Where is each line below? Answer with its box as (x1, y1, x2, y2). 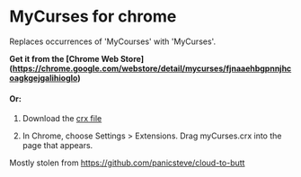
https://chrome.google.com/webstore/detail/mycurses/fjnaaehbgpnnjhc (12, 63, 292, 74)
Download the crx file (22, 113, 102, 124)
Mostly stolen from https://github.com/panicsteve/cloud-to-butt (9, 157, 245, 168)
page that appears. (22, 140, 93, 151)
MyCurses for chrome (9, 6, 177, 27)
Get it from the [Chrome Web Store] (9, 53, 145, 64)
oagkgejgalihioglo (9, 72, 78, 83)
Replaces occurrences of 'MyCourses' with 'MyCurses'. (9, 36, 217, 47)
